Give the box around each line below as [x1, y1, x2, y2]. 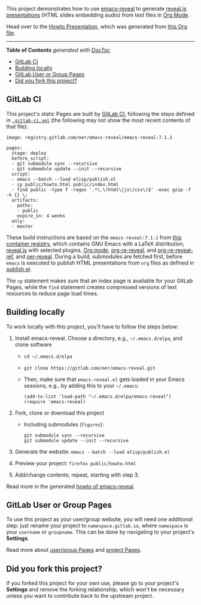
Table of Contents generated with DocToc [6, 47, 111, 53]
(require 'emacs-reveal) [23, 398, 86, 405]
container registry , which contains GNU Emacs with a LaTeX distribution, [6, 240, 185, 247]
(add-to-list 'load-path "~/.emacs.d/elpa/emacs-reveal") [23, 394, 172, 400]
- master [11, 223, 33, 229]
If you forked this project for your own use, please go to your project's [6, 579, 179, 587]
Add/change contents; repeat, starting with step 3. [14, 471, 139, 478]
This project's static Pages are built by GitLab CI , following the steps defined [6, 110, 195, 117]
